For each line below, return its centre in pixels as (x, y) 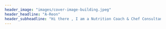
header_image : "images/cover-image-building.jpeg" (58, 10)
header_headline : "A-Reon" (32, 14)
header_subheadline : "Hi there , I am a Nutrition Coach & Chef (72, 19)
